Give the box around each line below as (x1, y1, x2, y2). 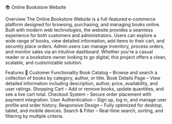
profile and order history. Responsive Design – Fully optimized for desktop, (5, 102, 163, 108)
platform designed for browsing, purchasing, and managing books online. (5, 22, 161, 27)
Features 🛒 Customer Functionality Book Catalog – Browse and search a (5, 70, 158, 75)
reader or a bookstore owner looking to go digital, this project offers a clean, (5, 54, 167, 60)
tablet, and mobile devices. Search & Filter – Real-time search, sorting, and (5, 108, 163, 114)
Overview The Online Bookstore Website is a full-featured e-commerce (5, 16, 156, 22)
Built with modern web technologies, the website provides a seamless (5, 27, 153, 33)
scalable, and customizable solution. (5, 59, 83, 66)
